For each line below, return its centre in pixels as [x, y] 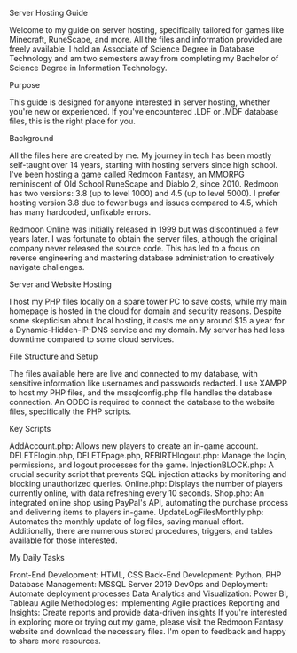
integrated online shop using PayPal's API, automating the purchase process [149, 502]
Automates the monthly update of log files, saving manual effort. [127, 522]
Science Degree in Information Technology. [88, 68]
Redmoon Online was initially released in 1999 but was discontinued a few [144, 229]
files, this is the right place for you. [72, 121]
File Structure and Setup [54, 356]
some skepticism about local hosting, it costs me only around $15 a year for [147, 320]
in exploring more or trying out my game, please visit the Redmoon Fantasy [146, 622]
